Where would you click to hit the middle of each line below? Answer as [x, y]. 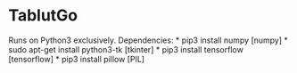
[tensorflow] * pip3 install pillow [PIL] [76, 59]
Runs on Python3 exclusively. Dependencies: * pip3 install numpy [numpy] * [148, 40]
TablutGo [43, 16]
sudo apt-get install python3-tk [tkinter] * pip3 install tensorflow [126, 49]
